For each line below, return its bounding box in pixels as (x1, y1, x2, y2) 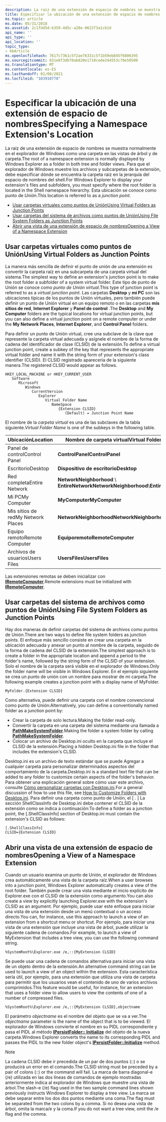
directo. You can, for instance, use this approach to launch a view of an (5, 914, 149, 920)
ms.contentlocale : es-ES (5, 67, 56, 72)
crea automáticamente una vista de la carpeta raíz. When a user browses (5, 877, 153, 883)
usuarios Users (7, 554, 41, 561)
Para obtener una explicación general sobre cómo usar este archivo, (5, 779, 144, 785)
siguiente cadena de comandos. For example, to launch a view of (5, 929, 137, 936)
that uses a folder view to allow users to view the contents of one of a (5, 990, 147, 996)
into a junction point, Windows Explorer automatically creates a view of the (5, 882, 157, 888)
